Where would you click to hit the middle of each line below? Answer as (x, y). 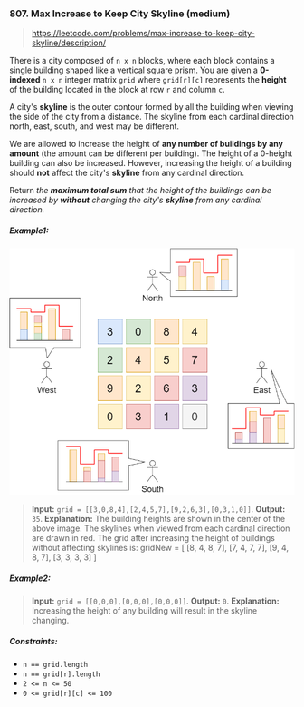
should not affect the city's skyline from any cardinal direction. (127, 173)
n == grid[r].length (61, 674)
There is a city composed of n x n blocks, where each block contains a (142, 61)
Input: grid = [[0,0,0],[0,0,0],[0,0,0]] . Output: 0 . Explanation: (156, 601)
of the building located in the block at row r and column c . (117, 90)
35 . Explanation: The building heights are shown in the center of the (158, 519)
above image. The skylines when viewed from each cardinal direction (161, 528)
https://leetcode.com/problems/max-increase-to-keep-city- (143, 34)
